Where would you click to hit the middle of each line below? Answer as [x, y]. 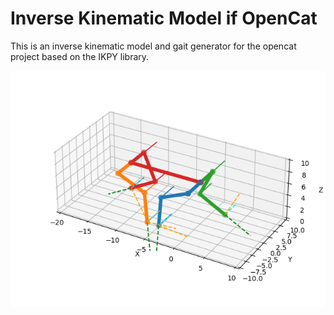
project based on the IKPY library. [80, 56]
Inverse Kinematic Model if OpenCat [164, 18]
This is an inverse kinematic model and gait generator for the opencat [153, 46]
